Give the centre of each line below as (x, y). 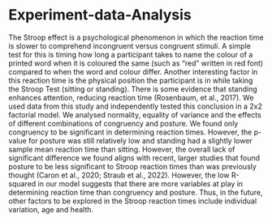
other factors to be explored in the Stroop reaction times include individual (133, 201)
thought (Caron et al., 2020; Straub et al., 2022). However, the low (119, 175)
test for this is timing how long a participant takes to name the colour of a (131, 54)
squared (22, 183)
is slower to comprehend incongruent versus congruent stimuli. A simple (130, 45)
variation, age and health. (51, 209)
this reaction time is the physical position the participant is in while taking (131, 80)
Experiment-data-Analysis (100, 15)
